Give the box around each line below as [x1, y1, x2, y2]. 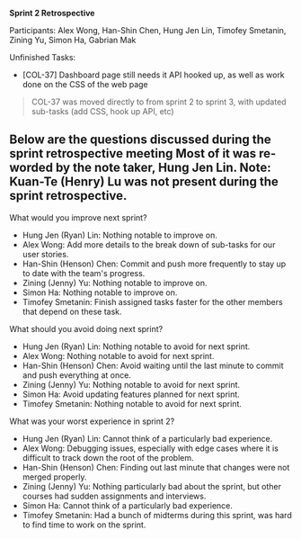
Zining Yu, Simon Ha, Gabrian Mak [9, 35, 137, 45]
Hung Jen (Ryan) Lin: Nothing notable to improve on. [22, 229, 218, 240]
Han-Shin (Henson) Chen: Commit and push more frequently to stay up [22, 258, 287, 269]
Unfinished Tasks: [9, 52, 76, 62]
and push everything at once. [22, 369, 132, 381]
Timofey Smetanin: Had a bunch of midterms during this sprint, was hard [22, 509, 292, 520]
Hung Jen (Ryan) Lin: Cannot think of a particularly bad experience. [22, 433, 273, 444]
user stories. [22, 248, 69, 259]
